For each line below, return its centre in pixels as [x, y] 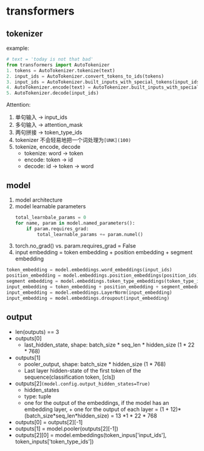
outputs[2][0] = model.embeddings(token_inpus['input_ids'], [91, 435]
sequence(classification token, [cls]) [70, 377]
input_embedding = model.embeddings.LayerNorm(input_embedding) [89, 293]
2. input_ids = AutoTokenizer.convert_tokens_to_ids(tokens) [85, 76]
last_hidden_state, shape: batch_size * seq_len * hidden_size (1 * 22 [109, 345]
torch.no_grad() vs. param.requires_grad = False [76, 246]
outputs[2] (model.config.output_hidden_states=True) [83, 383]
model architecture [39, 200]
